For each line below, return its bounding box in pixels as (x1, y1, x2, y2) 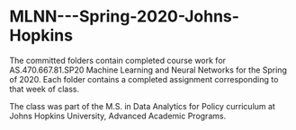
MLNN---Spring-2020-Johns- (9, 6, 240, 27)
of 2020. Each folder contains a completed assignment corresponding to (9, 74, 279, 84)
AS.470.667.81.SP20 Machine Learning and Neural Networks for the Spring (9, 65, 288, 75)
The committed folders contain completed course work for (9, 55, 227, 65)
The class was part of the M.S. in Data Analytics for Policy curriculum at (9, 100, 276, 111)
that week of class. (9, 83, 79, 94)
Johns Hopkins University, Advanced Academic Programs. (9, 110, 227, 121)
